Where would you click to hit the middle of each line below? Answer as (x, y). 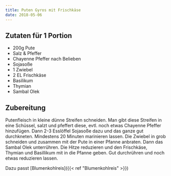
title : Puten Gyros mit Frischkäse (43, 10)
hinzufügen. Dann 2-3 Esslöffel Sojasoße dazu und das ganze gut (75, 131)
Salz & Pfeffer (27, 53)
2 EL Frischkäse (29, 75)
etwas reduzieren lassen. (32, 158)
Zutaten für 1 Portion (39, 36)
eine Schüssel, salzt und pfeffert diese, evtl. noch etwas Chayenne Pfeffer (83, 126)
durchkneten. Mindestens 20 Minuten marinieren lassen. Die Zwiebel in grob (86, 136)
